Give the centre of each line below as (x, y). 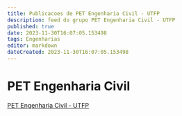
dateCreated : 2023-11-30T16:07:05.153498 (68, 52)
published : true (31, 26)
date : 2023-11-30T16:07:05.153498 (57, 33)
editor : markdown (32, 46)
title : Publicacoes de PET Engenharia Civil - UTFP (83, 13)
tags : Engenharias (34, 39)
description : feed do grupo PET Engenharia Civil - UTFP (91, 20)
